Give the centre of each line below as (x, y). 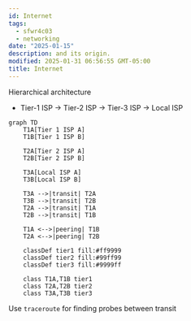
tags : (17, 24)
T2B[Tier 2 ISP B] (54, 158)
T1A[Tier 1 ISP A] (54, 130)
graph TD (23, 123)
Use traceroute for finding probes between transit (93, 308)
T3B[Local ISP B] (52, 180)
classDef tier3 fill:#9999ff (72, 265)
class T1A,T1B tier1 (58, 279)
